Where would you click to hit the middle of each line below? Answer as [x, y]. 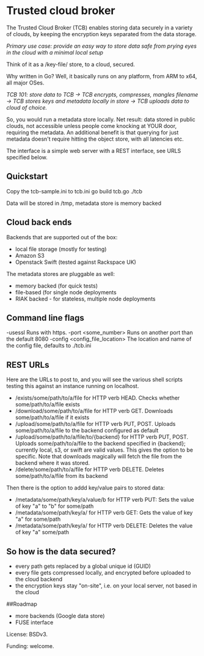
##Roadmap [22, 604]
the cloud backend [39, 579]
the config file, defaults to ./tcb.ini [49, 346]
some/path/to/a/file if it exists [52, 417]
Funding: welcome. [30, 646]
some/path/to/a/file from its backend [61, 476]
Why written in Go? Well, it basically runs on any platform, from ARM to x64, [102, 76]
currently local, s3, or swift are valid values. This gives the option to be [104, 450]
